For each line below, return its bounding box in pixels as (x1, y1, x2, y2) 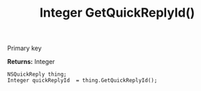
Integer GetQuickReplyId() (39, 5, 195, 21)
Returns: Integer (7, 58, 55, 66)
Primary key (7, 44, 42, 53)
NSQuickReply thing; (7, 71, 68, 78)
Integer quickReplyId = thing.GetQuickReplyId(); (7, 77, 158, 84)
